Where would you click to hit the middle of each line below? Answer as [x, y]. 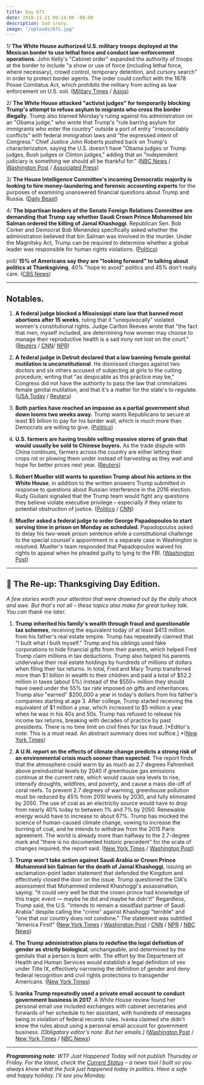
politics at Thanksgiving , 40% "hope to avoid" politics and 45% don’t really [102, 267]
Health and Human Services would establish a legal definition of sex [100, 962]
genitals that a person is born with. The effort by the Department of [99, 956]
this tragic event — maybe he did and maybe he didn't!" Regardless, [100, 898]
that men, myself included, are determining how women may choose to [104, 333]
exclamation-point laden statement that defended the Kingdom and [99, 873]
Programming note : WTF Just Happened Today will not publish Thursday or [102, 1056]
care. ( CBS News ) [29, 274]
